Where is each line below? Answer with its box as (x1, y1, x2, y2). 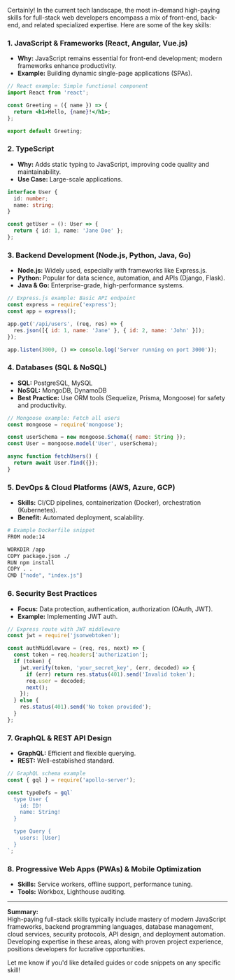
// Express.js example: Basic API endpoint (7, 294, 136, 302)
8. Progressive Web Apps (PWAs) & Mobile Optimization (7, 864, 201, 873)
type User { (13, 796, 49, 803)
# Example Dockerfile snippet (7, 527, 96, 534)
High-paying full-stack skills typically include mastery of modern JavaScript (7, 915, 226, 923)
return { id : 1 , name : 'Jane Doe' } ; (13, 227, 124, 234)
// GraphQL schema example (7, 770, 86, 777)
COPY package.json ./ (7, 552, 71, 559)
